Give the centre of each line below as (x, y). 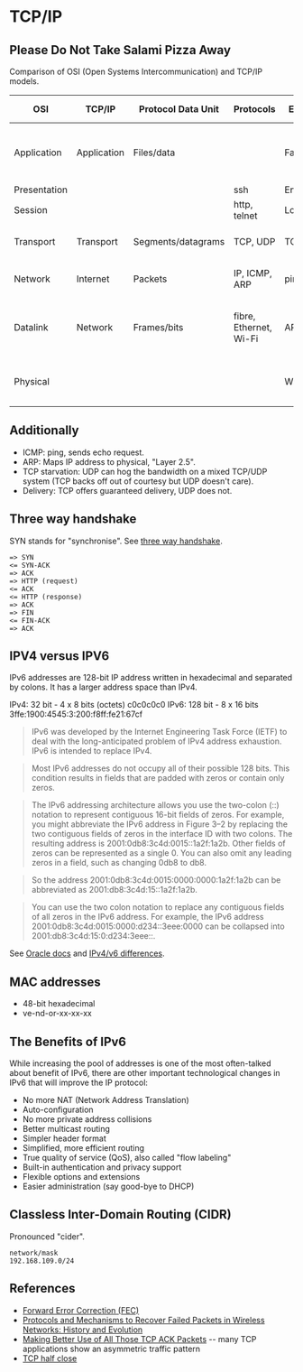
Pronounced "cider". (47, 1236)
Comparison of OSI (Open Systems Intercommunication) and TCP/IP (136, 71)
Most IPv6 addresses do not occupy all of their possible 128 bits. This (161, 768)
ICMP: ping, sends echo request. (83, 452)
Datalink (31, 327)
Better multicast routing (66, 1129)
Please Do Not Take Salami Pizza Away (120, 50)
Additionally (44, 431)
